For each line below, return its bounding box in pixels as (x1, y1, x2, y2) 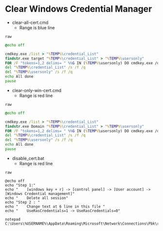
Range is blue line (19, 24, 55, 30)
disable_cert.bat (12, 155, 45, 161)
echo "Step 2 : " (5, 200, 40, 205)
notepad (5, 217, 21, 222)
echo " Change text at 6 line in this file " (5, 204, 105, 209)
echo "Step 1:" (5, 183, 36, 188)
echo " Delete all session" (5, 195, 68, 200)
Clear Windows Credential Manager (5, 3, 152, 15)
